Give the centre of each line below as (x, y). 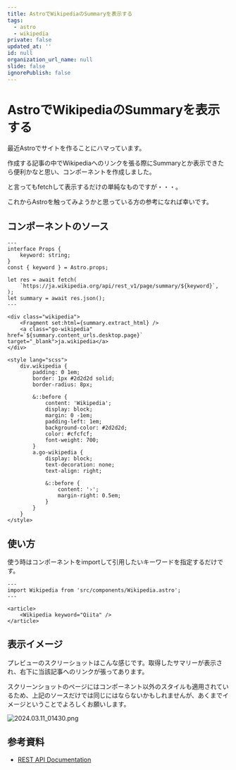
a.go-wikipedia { (58, 453)
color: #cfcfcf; (69, 434)
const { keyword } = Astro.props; (58, 268)
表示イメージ (35, 644)
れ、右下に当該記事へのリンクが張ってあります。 (78, 671)
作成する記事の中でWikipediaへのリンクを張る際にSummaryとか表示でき (113, 163)
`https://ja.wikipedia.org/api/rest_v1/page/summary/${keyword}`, (119, 286)
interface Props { (34, 249)
